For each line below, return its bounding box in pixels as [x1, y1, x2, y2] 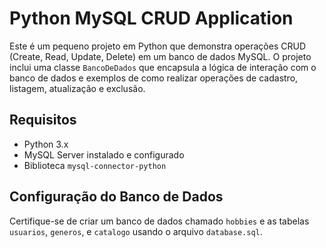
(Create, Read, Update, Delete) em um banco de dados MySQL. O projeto [9, 50, 312, 62]
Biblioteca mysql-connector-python [23, 159, 167, 171]
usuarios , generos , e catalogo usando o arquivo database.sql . [9, 225, 263, 237]
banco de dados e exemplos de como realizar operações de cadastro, [9, 72, 299, 84]
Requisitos [9, 112, 77, 129]
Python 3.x [23, 138, 69, 150]
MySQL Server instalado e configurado [23, 148, 185, 161]
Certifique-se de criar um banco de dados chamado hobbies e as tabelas [9, 215, 310, 227]
